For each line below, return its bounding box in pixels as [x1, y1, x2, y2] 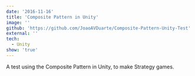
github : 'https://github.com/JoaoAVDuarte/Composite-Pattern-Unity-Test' [6, 25, 191, 31]
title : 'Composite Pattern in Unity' [6, 14, 99, 20]
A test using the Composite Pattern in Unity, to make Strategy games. [6, 63, 174, 70]
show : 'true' [6, 47, 38, 53]
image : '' [6, 19, 31, 25]
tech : [6, 36, 19, 42]
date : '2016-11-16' [6, 8, 54, 15]
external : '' [6, 31, 38, 37]
